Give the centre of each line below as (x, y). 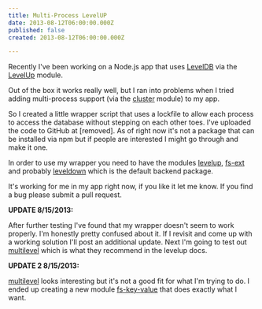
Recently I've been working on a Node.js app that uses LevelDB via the (123, 67)
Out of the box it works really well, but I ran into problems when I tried (121, 91)
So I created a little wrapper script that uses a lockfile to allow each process (131, 114)
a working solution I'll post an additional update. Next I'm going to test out (128, 242)
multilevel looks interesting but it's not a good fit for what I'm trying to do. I (129, 281)
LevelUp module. (35, 75)
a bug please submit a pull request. (65, 195)
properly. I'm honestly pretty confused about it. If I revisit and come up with (131, 234)
